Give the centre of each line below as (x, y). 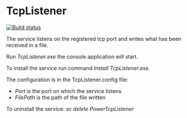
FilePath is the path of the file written (60, 97)
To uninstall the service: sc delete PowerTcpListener (70, 109)
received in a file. (27, 45)
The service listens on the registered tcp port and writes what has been (94, 39)
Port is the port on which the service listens (68, 91)
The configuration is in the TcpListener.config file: (67, 79)
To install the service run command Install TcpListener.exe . (78, 68)
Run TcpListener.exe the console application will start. (72, 56)
